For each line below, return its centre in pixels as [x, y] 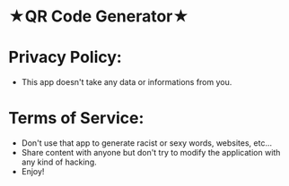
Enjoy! [33, 172]
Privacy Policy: [65, 58]
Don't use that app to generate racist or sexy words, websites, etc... [147, 143]
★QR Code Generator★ [99, 17]
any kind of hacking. [59, 162]
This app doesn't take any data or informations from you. [127, 82]
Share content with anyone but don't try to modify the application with [151, 153]
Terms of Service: [76, 118]
